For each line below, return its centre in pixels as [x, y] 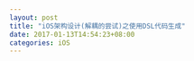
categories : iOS [40, 43]
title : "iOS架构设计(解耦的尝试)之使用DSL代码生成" [97, 26]
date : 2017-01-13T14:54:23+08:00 [72, 34]
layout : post [34, 17]
